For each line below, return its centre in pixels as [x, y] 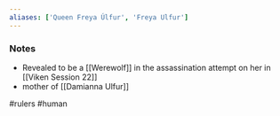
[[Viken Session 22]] [60, 77]
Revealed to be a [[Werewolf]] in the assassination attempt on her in [146, 67]
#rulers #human [39, 104]
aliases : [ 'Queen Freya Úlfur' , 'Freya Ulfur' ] [99, 17]
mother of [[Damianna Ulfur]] [75, 86]
